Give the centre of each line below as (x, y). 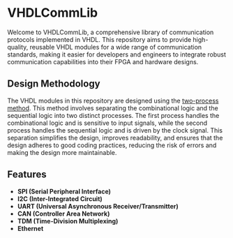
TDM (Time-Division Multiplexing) (68, 221)
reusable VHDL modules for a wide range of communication (116, 47)
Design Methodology (54, 84)
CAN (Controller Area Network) (63, 214)
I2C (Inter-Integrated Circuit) (60, 199)
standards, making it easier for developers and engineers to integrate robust (117, 54)
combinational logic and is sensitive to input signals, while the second (107, 123)
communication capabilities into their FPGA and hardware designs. (103, 61)
